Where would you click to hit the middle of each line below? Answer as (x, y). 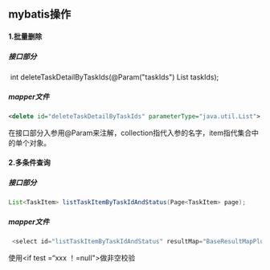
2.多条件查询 (29, 162)
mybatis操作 (40, 14)
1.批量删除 (25, 36)
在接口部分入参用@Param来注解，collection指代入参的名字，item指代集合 (130, 133)
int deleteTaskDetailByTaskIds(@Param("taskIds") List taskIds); (115, 77)
